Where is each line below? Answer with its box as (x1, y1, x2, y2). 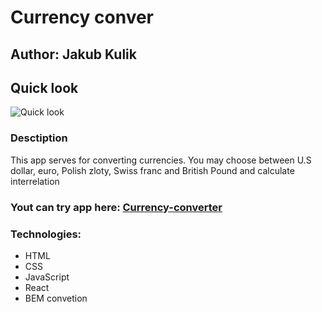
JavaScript (24, 271, 70, 283)
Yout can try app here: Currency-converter (10, 200, 223, 214)
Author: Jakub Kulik (10, 46, 137, 63)
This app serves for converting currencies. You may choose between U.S (10, 154, 312, 166)
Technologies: (10, 227, 82, 241)
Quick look (10, 79, 79, 96)
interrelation (10, 175, 60, 187)
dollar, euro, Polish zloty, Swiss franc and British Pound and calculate (10, 164, 295, 176)
